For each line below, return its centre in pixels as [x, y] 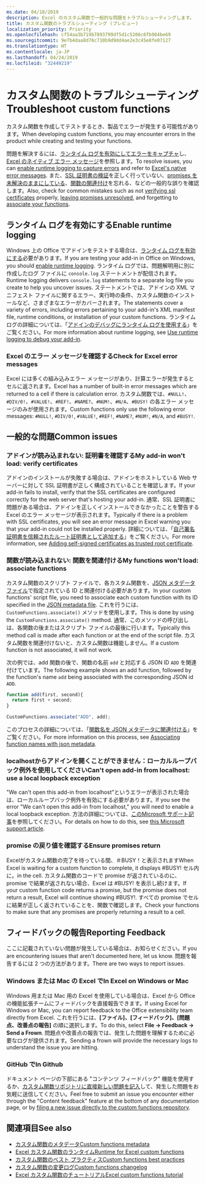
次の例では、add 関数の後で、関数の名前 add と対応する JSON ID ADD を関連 [102, 662]
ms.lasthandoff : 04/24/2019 [42, 58]
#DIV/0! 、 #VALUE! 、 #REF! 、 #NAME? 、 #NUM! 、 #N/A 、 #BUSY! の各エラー [91, 401]
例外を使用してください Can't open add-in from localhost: [104, 770]
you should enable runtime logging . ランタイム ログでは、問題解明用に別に [100, 266]
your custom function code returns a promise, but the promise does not [96, 890]
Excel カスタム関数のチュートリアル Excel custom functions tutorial [99, 1175]
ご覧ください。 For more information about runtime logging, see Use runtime [102, 332]
